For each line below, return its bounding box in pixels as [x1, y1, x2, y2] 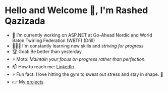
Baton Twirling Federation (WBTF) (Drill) [12, 37, 95, 43]
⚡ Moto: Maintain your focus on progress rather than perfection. [12, 56, 146, 62]
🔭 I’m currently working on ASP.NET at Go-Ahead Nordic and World [12, 32, 152, 38]
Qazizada [5, 15, 45, 27]
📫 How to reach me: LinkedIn [12, 63, 74, 70]
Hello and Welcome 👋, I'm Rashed [5, 5, 148, 16]
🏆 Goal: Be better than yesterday [12, 48, 82, 55]
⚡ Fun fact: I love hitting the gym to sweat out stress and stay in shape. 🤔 [12, 71, 163, 77]
